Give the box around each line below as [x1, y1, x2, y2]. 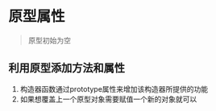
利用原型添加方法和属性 [8, 61, 125, 75]
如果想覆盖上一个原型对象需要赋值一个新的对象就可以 [19, 94, 197, 104]
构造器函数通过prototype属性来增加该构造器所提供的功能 [19, 84, 209, 93]
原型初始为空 [27, 35, 71, 45]
